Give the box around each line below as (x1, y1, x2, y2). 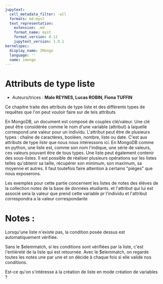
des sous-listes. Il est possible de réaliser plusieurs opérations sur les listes (5, 155, 157, 161)
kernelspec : (5, 44, 29, 48)
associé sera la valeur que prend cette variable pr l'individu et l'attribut (5, 190, 147, 196)
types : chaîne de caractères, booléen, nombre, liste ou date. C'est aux (5, 134, 148, 140)
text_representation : (9, 21, 54, 26)
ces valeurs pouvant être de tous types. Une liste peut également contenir (5, 150, 154, 156)
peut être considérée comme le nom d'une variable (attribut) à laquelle (5, 124, 147, 130)
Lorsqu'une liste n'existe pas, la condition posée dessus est (5, 229, 125, 235)
